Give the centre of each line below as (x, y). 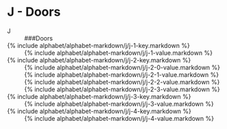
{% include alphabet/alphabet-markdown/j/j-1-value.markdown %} (118, 53)
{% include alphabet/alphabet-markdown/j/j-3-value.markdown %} (119, 104)
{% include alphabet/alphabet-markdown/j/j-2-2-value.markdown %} (122, 82)
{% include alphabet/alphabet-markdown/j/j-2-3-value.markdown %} (122, 89)
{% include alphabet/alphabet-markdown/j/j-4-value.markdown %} (119, 118)
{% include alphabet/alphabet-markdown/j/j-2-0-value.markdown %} (122, 67)
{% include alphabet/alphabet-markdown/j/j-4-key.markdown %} (99, 111)
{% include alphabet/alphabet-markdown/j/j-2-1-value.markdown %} (122, 74)
